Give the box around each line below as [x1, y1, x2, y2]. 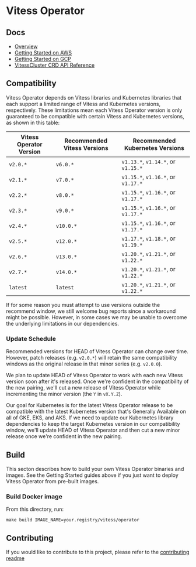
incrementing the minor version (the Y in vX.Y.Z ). [6, 391, 123, 398]
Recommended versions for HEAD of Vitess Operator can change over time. [6, 348, 188, 355]
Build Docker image [6, 492, 62, 500]
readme [6, 555, 25, 562]
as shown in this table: [6, 119, 60, 126]
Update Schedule [6, 334, 57, 343]
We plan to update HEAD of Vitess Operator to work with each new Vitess [6, 372, 183, 379]
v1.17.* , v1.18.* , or [121, 234, 176, 242]
